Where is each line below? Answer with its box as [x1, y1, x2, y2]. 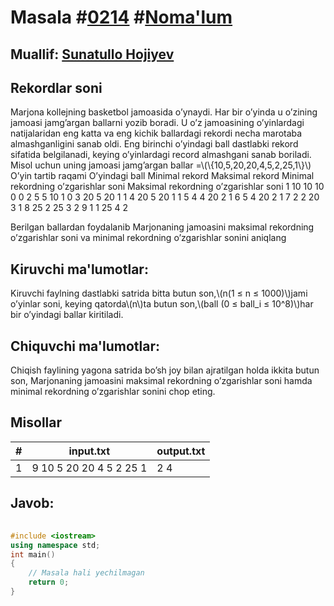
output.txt [156, 444, 206, 458]
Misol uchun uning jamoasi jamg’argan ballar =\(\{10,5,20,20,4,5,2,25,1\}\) [10, 159, 312, 171]
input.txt [68, 444, 111, 458]
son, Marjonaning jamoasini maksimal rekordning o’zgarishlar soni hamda [10, 375, 313, 387]
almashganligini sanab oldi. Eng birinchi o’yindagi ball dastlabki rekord [10, 138, 299, 150]
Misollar [10, 414, 63, 431]
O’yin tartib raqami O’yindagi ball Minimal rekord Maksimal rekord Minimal [10, 170, 315, 182]
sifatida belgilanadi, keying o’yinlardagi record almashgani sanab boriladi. [10, 149, 312, 161]
